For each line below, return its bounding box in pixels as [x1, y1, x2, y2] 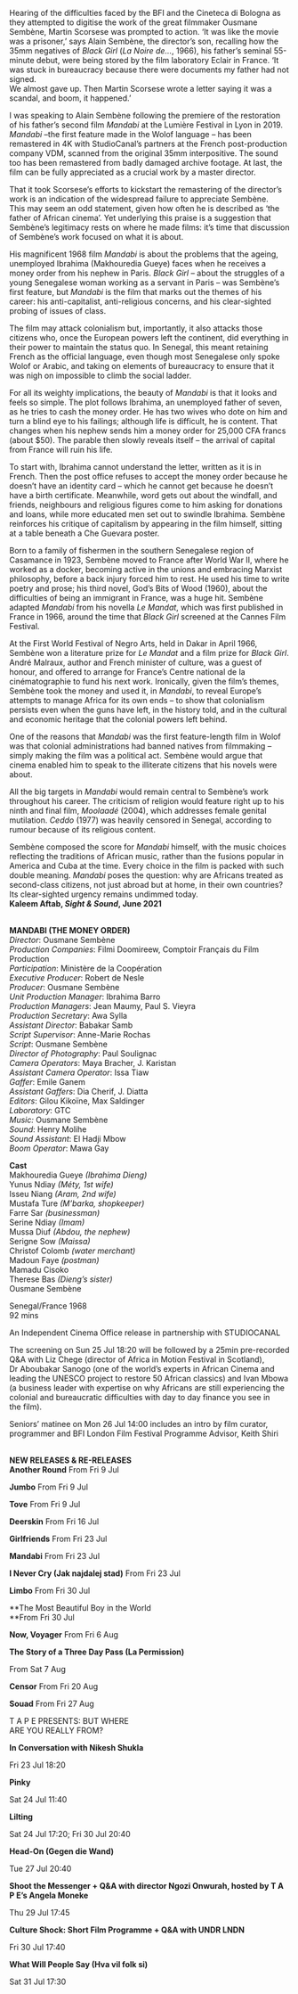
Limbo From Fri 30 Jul [9, 1586, 91, 1596]
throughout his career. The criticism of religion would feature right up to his [9, 796, 285, 806]
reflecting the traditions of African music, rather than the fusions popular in [9, 851, 285, 861]
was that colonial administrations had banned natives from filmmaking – [9, 741, 272, 751]
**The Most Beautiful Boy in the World [9, 1603, 151, 1612]
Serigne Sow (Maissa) [9, 1236, 91, 1246]
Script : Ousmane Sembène [9, 1038, 109, 1049]
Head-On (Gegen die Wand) [9, 1846, 114, 1857]
